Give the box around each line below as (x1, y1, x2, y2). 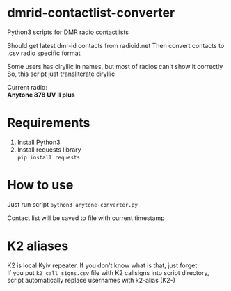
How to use (7, 178, 74, 193)
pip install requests (17, 154, 80, 161)
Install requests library (17, 145, 81, 154)
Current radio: (7, 83, 47, 91)
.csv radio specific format (7, 49, 81, 57)
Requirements (7, 115, 90, 131)
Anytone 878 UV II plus (7, 91, 75, 99)
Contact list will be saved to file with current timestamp (7, 214, 165, 222)
